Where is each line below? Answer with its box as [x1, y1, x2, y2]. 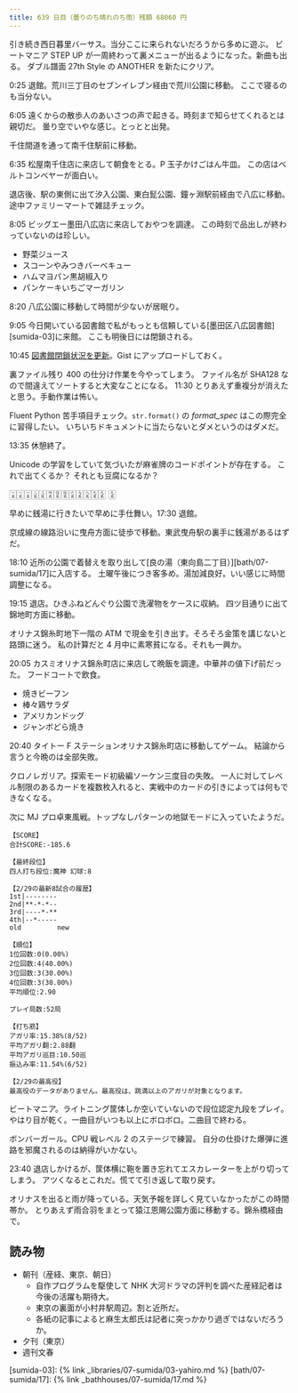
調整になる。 [9, 579, 56, 590]
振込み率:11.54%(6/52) [9, 1059, 88, 1068]
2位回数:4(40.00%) [9, 959, 74, 968]
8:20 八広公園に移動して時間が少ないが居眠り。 [9, 301, 184, 311]
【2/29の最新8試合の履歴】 [9, 884, 96, 893]
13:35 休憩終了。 [9, 439, 71, 450]
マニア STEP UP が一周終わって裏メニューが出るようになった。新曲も [24, 50, 280, 60]
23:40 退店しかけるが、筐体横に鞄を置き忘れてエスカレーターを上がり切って [9, 1163, 290, 1174]
